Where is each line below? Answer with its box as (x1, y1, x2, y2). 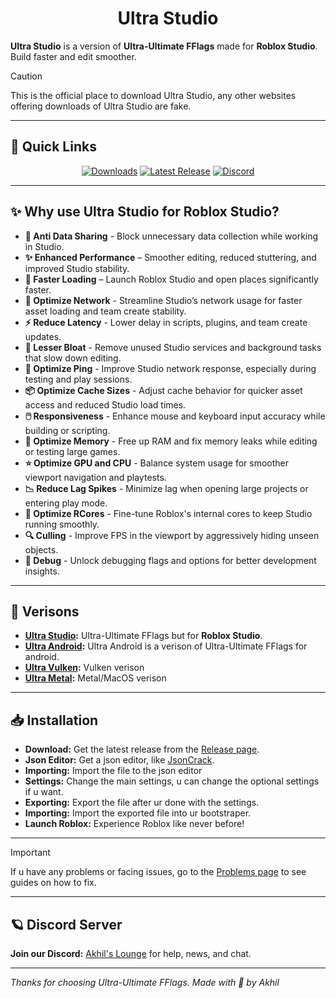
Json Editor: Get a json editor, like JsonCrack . (24, 754, 215, 766)
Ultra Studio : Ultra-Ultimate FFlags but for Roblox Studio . (24, 630, 263, 642)
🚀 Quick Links (10, 138, 97, 156)
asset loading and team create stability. (24, 305, 187, 317)
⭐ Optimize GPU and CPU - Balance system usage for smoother (24, 457, 289, 469)
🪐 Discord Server (10, 916, 123, 933)
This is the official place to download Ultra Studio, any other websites (10, 89, 297, 101)
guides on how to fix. (10, 877, 97, 889)
